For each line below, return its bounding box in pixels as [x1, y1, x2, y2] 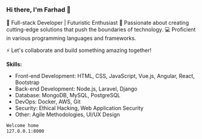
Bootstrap [14, 79, 40, 86]
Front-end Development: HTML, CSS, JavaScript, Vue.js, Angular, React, [14, 73, 195, 80]
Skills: [6, 60, 22, 68]
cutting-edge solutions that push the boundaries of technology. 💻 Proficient [6, 26, 196, 33]
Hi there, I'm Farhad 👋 [6, 5, 71, 14]
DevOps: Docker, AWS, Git [14, 98, 81, 105]
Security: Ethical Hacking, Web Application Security [14, 105, 144, 112]
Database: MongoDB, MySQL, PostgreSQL [14, 92, 121, 99]
